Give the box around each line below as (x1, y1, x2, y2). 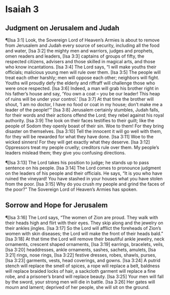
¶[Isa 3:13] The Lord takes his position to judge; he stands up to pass (5, 160, 149, 165)
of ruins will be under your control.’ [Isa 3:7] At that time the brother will (5, 96, 154, 102)
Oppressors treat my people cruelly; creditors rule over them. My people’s (5, 144, 159, 150)
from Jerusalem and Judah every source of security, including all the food (5, 42, 160, 48)
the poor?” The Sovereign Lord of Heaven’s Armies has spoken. (5, 186, 138, 192)
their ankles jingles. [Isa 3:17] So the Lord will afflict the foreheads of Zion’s (5, 225, 161, 231)
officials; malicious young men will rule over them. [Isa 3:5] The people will (5, 69, 161, 75)
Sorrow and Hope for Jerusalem (5, 201, 108, 210)
